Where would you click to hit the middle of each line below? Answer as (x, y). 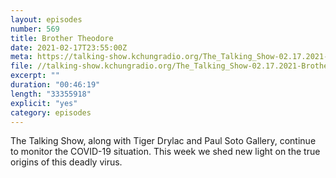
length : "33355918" (51, 94)
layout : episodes (46, 19)
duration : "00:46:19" (55, 85)
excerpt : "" (35, 76)
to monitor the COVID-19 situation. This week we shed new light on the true (165, 152)
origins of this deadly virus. (66, 162)
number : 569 (35, 29)
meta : (21, 57)
